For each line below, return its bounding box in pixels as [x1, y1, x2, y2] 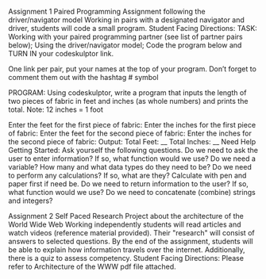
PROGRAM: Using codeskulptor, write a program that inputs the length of [8, 88, 247, 97]
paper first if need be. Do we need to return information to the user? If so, [8, 179, 249, 189]
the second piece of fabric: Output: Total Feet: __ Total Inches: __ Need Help [8, 137, 256, 146]
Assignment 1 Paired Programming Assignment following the [8, 7, 206, 16]
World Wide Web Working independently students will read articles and [8, 220, 241, 229]
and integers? [8, 196, 53, 205]
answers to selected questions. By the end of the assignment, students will [8, 237, 254, 246]
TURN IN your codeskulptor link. [8, 49, 114, 58]
